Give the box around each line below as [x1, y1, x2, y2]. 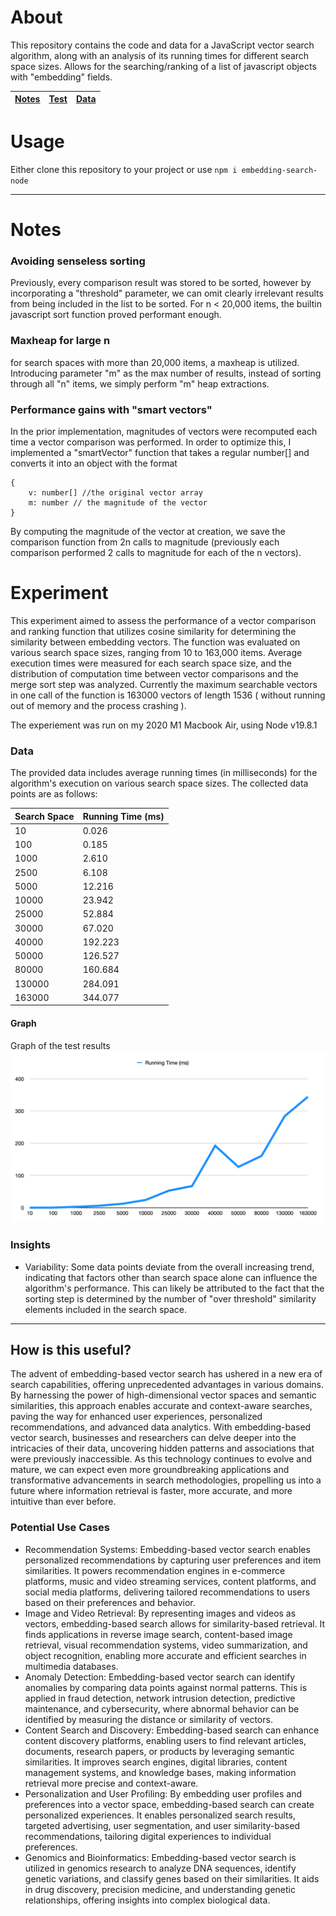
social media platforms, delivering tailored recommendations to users [24, 1586, 311, 1598]
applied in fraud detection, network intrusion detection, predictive [24, 1692, 296, 1704]
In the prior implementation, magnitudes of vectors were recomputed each [10, 425, 318, 437]
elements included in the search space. [24, 1303, 188, 1315]
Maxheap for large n [10, 334, 111, 348]
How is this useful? [10, 1341, 132, 1358]
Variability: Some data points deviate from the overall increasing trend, [24, 1261, 315, 1273]
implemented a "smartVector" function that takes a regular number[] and [10, 446, 310, 458]
